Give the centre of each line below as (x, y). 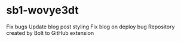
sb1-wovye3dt (42, 10)
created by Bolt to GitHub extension (50, 33)
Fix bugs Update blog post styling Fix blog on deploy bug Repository (90, 27)
